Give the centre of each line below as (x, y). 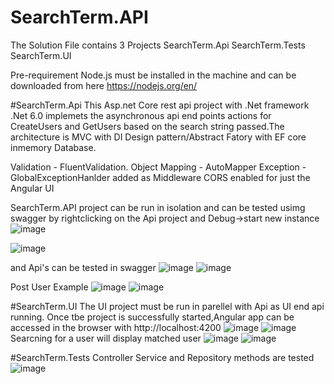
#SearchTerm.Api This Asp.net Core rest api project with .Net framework (160, 105)
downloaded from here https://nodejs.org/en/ (104, 85)
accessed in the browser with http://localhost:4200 (116, 327)
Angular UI (32, 188)
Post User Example (49, 287)
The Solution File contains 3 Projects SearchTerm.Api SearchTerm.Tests (158, 45)
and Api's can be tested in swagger (83, 267)
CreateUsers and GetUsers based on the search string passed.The (147, 126)
